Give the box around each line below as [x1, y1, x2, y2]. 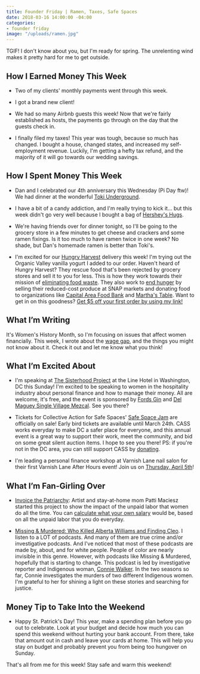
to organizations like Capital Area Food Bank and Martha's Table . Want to [14, 291, 195, 298]
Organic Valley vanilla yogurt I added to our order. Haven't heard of [14, 260, 180, 267]
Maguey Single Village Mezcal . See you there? [14, 402, 130, 410]
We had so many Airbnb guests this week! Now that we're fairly [14, 110, 171, 117]
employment [14, 147, 46, 154]
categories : [6, 20, 36, 26]
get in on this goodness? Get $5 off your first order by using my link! [14, 297, 183, 305]
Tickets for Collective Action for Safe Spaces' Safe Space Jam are [14, 414, 178, 421]
